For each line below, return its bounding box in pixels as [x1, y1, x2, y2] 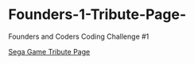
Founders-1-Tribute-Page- [8, 6, 187, 24]
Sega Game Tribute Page [8, 47, 91, 56]
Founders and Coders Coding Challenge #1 [8, 32, 149, 41]
